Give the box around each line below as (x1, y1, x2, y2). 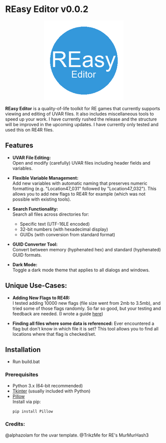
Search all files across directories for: (12, 211, 89, 217)
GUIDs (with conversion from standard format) (19, 231, 116, 237)
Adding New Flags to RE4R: (12, 294, 71, 301)
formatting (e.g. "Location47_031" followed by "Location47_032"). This (12, 185, 157, 191)
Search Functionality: (12, 206, 58, 212)
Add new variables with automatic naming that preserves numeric (12, 180, 148, 186)
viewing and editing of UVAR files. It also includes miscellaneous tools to (5, 111, 154, 117)
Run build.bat (12, 359, 40, 365)
